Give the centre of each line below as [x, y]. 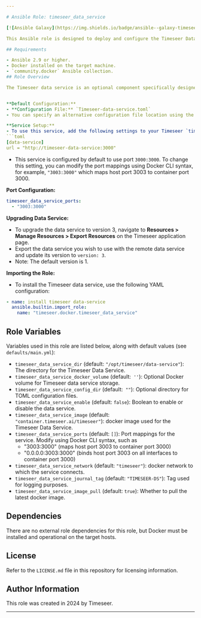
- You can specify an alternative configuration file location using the [100, 115]
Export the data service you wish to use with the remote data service [100, 248]
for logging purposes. [42, 485]
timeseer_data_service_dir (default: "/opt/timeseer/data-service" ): [99, 364]
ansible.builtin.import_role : [49, 308]
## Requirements [26, 49]
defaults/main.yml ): [31, 352]
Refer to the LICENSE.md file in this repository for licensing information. [92, 570]
